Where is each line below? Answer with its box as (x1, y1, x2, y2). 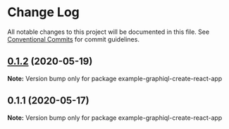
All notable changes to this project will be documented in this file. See (7, 27, 210, 36)
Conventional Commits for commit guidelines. (7, 35, 140, 43)
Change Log (7, 4, 80, 20)
